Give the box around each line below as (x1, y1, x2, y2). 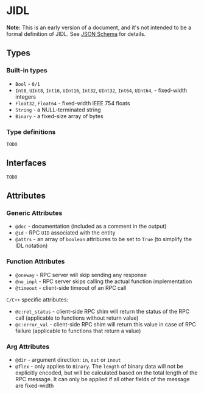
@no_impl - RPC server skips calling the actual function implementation (15, 278, 192, 285)
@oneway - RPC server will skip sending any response (15, 271, 147, 278)
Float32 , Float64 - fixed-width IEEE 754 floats (15, 99, 130, 107)
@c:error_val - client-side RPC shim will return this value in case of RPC (15, 320, 196, 328)
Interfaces (6, 158, 47, 168)
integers (15, 93, 37, 100)
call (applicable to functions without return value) (15, 314, 139, 322)
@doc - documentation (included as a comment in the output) (15, 223, 167, 230)
